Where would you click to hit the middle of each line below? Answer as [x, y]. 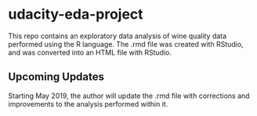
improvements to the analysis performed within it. [88, 104]
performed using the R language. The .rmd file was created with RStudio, [126, 44]
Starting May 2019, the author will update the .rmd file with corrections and [129, 96]
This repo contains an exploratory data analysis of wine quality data [118, 36]
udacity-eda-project [76, 14]
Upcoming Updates [56, 77]
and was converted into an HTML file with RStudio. [90, 52]
